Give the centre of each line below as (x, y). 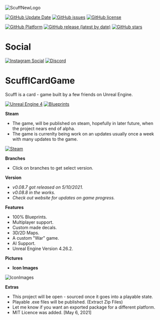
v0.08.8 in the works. (34, 192)
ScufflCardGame (40, 81)
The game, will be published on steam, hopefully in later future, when (83, 123)
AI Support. (24, 243)
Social (18, 47)
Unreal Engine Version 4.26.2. (42, 249)
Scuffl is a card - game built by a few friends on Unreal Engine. (69, 94)
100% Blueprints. (30, 217)
